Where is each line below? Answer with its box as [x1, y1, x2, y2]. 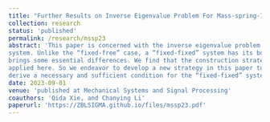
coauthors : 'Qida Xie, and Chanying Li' [8, 94, 146, 102]
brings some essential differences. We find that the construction [8, 57, 239, 65]
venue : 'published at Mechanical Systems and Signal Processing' [8, 86, 231, 95]
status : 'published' [8, 26, 78, 35]
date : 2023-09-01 [8, 79, 67, 87]
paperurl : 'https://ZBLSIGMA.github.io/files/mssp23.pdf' [8, 101, 207, 109]
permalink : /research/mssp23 [8, 34, 106, 43]
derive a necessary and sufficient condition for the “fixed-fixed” [8, 71, 243, 79]
